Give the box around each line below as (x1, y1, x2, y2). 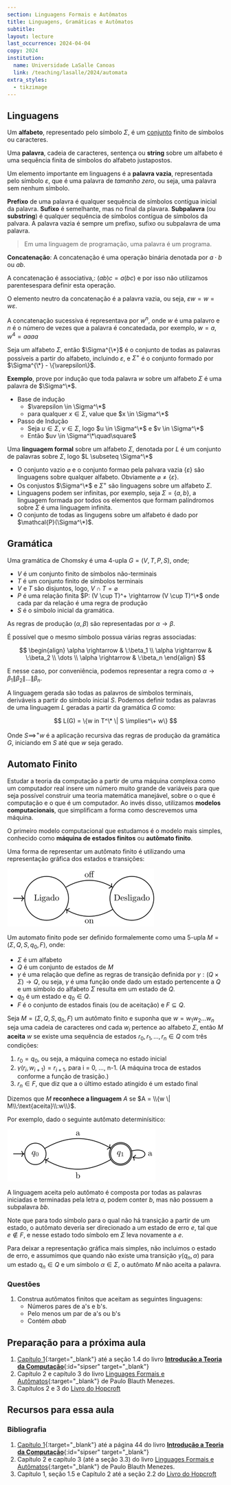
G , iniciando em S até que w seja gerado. (7, 739, 124, 747)
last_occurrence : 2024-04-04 (7, 40, 91, 47)
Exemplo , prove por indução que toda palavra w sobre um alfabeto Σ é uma (7, 375, 222, 383)
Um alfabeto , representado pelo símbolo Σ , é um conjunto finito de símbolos (7, 128, 224, 137)
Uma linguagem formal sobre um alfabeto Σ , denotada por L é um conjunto (7, 445, 221, 453)
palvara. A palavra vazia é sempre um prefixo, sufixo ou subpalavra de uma (7, 219, 221, 228)
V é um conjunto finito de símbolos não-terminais (16, 570, 157, 578)
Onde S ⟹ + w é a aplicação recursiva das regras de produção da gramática (7, 730, 221, 739)
